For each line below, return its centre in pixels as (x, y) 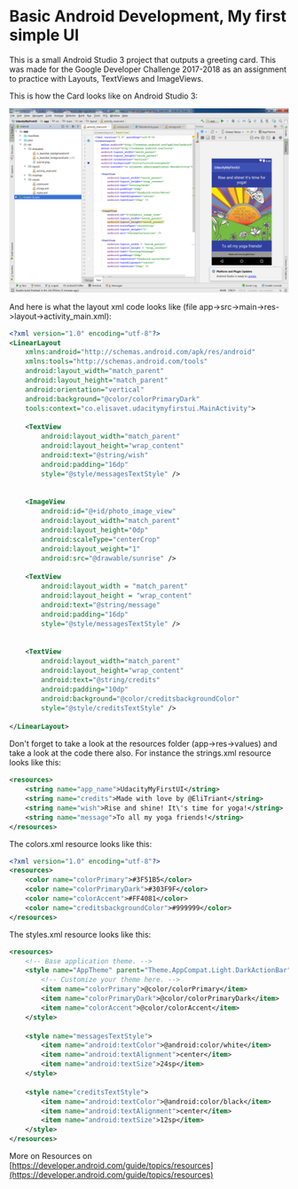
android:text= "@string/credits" (101, 680)
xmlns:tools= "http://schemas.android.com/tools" (117, 361)
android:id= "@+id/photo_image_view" (109, 511)
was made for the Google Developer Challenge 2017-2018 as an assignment (148, 69)
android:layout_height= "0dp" (95, 530)
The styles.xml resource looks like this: (80, 934)
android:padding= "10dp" (85, 689)
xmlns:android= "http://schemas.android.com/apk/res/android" (140, 353)
